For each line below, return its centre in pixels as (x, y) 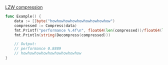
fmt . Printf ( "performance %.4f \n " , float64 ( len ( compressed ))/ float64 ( (88, 30)
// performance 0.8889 (38, 49)
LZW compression (24, 7)
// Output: (25, 44)
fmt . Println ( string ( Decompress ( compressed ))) (62, 35)
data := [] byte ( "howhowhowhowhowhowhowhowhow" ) (64, 21)
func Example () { (23, 16)
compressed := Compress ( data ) (46, 25)
